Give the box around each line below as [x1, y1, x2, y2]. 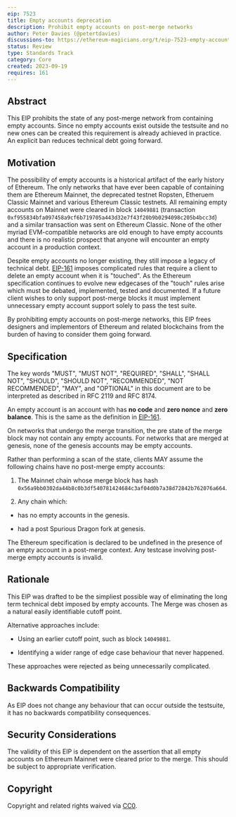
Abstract [7, 95, 47, 107]
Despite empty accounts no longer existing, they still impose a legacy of [7, 256, 216, 265]
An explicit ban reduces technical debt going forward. [7, 137, 163, 145]
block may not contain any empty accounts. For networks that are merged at [7, 434, 229, 442]
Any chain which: [17, 497, 68, 506]
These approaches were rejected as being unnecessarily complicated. [7, 661, 211, 670]
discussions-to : [7, 37, 55, 44]
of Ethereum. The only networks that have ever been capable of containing [7, 183, 225, 192]
